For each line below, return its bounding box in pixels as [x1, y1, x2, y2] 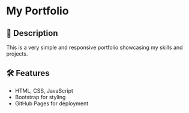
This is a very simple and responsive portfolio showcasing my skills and [6, 44, 183, 51]
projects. [6, 50, 28, 57]
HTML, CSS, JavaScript [14, 87, 74, 94]
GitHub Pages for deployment [14, 100, 89, 107]
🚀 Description [6, 28, 58, 38]
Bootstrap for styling [14, 93, 66, 100]
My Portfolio [6, 4, 69, 18]
